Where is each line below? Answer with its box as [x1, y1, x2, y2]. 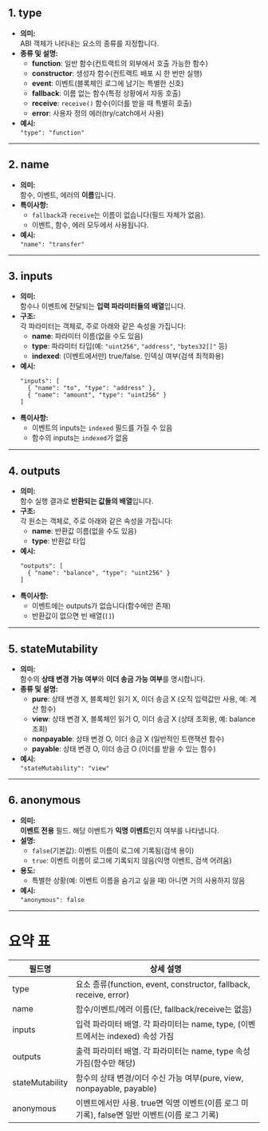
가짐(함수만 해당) [75, 1057, 136, 1068]
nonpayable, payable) [75, 1082, 157, 1094]
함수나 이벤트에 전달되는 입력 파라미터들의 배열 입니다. [19, 301, 186, 311]
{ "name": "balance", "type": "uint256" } [27, 569, 171, 577]
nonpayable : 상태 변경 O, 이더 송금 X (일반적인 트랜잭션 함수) [31, 734, 225, 744]
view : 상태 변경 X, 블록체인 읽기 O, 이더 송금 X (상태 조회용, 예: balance [31, 714, 256, 724]
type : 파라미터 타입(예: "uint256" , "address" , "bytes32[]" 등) [31, 341, 228, 351]
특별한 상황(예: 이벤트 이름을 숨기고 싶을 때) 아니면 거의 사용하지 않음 [31, 875, 246, 885]
